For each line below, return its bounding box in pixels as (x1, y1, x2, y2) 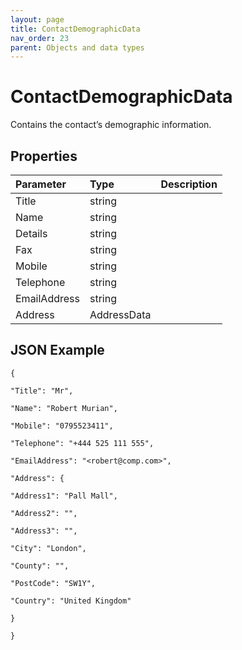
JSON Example (10, 342, 105, 359)
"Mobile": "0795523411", (10, 421, 114, 431)
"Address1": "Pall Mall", (10, 491, 118, 501)
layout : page (10, 14, 65, 25)
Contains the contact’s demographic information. (10, 119, 212, 131)
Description (160, 177, 218, 191)
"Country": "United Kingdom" (10, 596, 132, 606)
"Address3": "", (10, 526, 78, 536)
